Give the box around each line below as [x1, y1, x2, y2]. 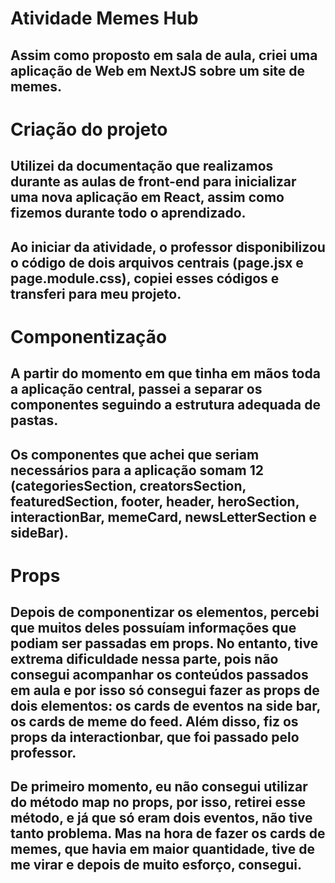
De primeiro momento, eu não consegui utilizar [10, 778, 308, 796]
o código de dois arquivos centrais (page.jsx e [10, 254, 304, 271]
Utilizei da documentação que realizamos [10, 158, 274, 175]
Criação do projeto [10, 118, 168, 141]
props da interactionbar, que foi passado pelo [10, 729, 300, 746]
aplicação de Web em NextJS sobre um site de [10, 62, 306, 79]
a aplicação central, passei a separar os [10, 381, 263, 398]
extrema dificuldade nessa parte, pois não [10, 651, 279, 668]
